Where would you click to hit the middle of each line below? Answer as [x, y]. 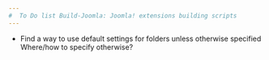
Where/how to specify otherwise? [77, 47]
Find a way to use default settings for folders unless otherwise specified [141, 38]
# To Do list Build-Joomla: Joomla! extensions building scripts [123, 16]
